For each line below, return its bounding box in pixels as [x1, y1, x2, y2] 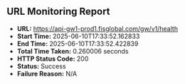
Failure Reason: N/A [16, 69, 78, 78]
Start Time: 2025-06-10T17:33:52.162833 [16, 32, 140, 40]
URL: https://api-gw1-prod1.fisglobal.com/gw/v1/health [16, 24, 179, 32]
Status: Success [16, 61, 66, 70]
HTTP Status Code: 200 [16, 54, 89, 63]
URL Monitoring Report [6, 6, 111, 18]
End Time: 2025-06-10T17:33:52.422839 [16, 39, 139, 48]
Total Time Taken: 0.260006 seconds [16, 47, 129, 55]
